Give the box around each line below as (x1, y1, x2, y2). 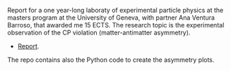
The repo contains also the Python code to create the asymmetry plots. (7, 56, 215, 64)
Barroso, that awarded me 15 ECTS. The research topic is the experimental (7, 21, 225, 29)
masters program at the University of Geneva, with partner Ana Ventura (7, 13, 215, 22)
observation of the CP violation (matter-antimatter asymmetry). (7, 28, 191, 37)
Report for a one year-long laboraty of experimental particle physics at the (7, 6, 224, 14)
